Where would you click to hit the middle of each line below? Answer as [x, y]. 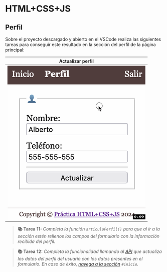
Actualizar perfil [76, 61]
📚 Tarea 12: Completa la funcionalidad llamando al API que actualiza [90, 251]
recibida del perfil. [36, 241]
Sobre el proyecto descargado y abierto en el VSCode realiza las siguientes [83, 39]
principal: [15, 50]
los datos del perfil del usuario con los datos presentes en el [80, 259]
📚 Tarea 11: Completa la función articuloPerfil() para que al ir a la [89, 229]
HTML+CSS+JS [38, 9]
